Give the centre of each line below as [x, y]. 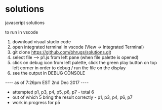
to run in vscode [22, 32]
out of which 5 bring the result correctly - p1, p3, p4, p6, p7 [72, 97]
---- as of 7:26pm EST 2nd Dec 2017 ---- [47, 82]
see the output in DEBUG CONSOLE [49, 73]
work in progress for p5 [36, 102]
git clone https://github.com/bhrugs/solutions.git [61, 52]
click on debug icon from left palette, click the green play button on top [84, 62]
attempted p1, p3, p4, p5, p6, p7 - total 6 [53, 92]
